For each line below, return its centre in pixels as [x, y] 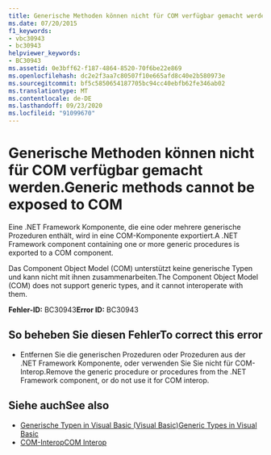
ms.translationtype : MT [48, 91]
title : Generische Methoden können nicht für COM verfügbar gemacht [126, 16]
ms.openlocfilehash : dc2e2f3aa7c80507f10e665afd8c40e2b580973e [117, 76]
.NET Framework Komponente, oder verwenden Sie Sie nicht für [127, 363]
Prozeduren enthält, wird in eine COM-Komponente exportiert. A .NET [123, 236]
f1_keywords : [30, 31]
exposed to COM [65, 205]
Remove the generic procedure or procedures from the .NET [146, 371]
